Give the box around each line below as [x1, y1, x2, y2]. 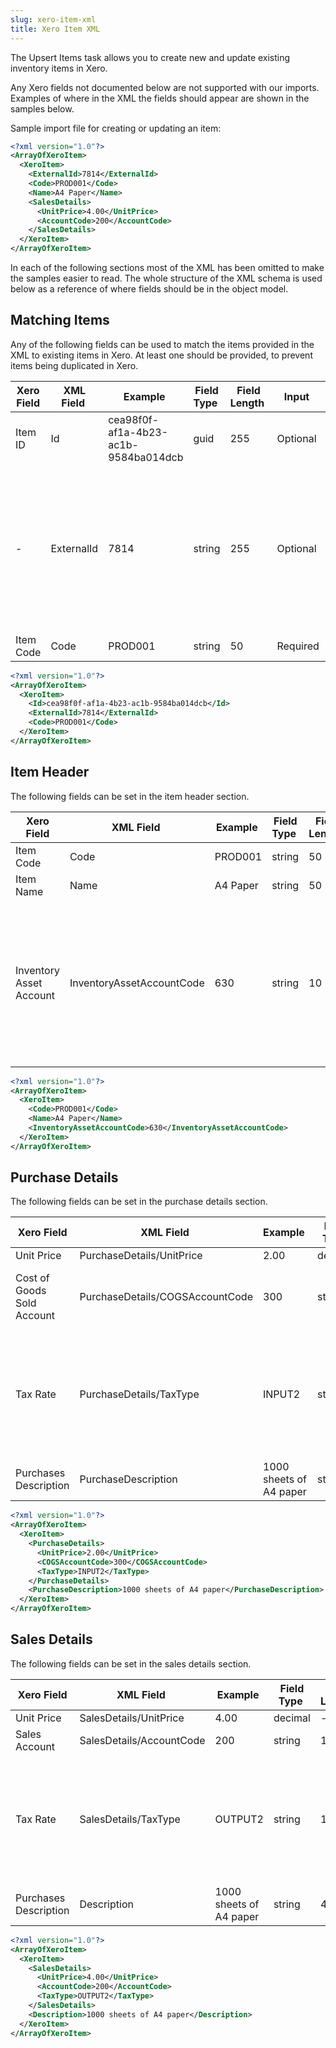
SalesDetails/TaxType [79, 1812, 181, 1826]
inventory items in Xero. [10, 62, 108, 74]
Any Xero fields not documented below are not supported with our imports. [10, 81, 320, 93]
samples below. [10, 102, 75, 115]
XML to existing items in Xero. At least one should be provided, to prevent [10, 349, 313, 361]
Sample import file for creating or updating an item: [10, 122, 222, 134]
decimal [273, 1711, 311, 1725]
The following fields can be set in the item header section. [10, 790, 250, 802]
